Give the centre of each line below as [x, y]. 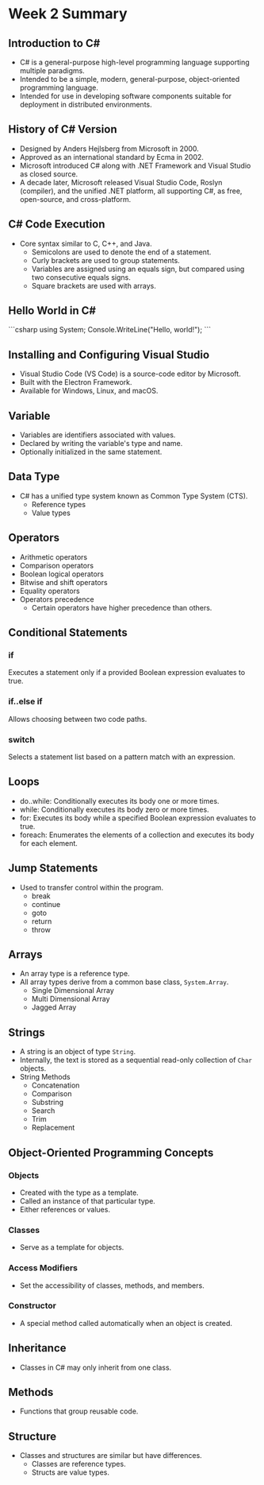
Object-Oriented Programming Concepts [111, 1152]
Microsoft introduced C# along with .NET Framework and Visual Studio [135, 165]
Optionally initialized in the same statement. [91, 452]
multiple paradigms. [52, 71]
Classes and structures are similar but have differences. [111, 1456]
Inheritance [37, 1348]
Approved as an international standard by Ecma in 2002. [112, 157]
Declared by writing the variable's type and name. [101, 444]
